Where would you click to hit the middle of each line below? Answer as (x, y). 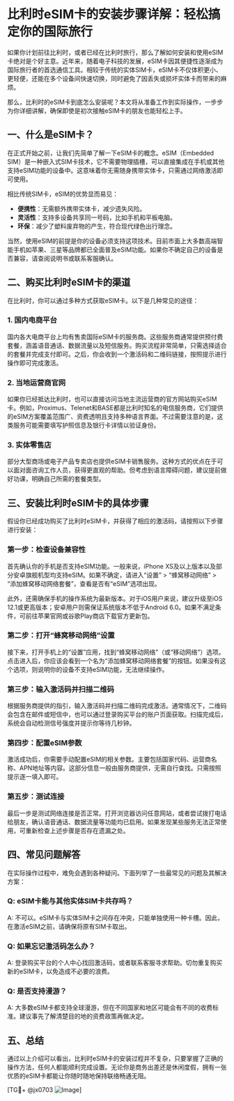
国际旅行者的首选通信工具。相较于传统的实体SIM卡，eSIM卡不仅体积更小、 (115, 70)
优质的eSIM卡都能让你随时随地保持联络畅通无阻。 (79, 1076)
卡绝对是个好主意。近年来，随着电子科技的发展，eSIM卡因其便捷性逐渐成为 (115, 61)
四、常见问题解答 (44, 855)
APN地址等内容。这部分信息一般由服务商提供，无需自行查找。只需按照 (120, 768)
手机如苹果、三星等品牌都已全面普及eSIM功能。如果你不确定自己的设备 (115, 249)
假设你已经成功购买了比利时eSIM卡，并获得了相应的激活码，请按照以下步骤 (115, 521)
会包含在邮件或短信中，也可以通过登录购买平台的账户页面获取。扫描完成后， (117, 714)
